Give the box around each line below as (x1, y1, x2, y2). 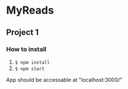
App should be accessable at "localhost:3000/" (6, 76, 123, 83)
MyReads (6, 4, 54, 17)
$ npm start (14, 66, 45, 72)
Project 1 (6, 27, 39, 37)
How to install (6, 45, 46, 53)
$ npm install (14, 59, 50, 65)
